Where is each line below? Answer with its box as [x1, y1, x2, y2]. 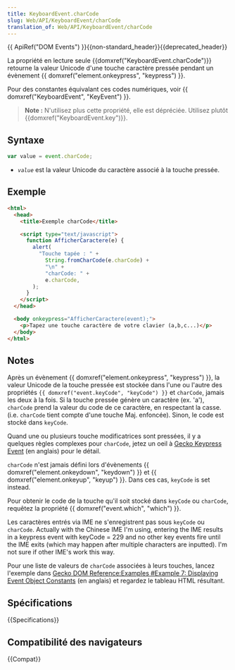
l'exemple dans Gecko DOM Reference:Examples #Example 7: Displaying [7, 569, 219, 578]
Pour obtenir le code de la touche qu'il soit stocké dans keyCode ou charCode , [7, 497, 229, 505]
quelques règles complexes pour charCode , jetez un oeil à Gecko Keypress [7, 439, 222, 448]
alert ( [32, 244, 52, 251]
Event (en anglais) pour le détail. [7, 447, 101, 456]
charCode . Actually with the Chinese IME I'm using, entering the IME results [7, 525, 224, 534]
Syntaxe [7, 134, 44, 146]
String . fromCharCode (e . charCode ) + [44, 257, 150, 264]
